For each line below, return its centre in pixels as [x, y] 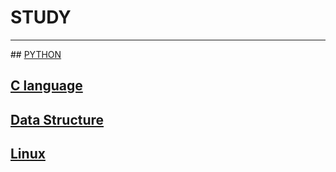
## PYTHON [36, 54]
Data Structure [57, 119]
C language [46, 86]
